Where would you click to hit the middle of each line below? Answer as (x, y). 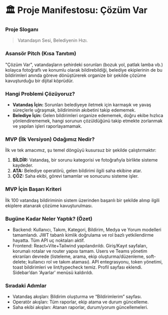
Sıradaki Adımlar (26, 285)
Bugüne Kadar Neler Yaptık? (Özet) (49, 219)
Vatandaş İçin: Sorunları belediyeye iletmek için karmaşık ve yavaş (82, 105)
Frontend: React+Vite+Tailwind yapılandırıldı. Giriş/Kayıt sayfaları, (80, 245)
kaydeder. (23, 166)
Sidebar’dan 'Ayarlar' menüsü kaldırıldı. (53, 272)
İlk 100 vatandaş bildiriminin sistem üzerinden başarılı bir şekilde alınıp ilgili (82, 200)
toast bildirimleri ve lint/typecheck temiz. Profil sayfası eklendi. (77, 267)
